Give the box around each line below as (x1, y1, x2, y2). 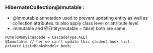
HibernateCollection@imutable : (5, 4, 85, 11)
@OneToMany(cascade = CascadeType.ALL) (5, 35, 88, 40)
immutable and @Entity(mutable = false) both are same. (12, 26, 127, 31)
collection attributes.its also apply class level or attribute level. (12, 20, 140, 26)
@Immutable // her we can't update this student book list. (5, 39, 133, 44)
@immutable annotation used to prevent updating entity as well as (12, 15, 148, 21)
